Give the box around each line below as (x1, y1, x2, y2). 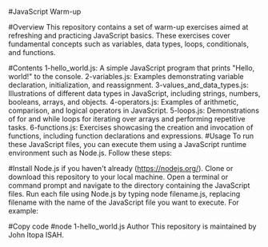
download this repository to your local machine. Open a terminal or (8, 172, 229, 181)
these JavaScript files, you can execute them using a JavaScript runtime (8, 140, 247, 149)
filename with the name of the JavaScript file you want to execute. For (8, 197, 240, 207)
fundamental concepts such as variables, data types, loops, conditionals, (8, 39, 250, 49)
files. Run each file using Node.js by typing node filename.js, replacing (8, 189, 241, 198)
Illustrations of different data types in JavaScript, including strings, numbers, (8, 89, 261, 98)
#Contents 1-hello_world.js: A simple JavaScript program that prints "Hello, (8, 63, 255, 73)
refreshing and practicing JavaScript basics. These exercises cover (8, 31, 230, 40)
